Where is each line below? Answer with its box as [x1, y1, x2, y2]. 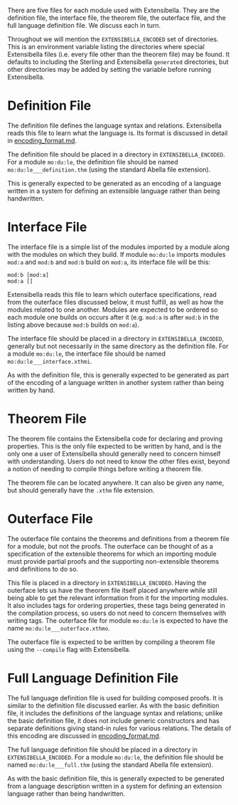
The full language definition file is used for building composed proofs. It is [7, 693, 224, 702]
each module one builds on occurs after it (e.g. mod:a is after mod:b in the [7, 312, 220, 321]
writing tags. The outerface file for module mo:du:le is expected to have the [7, 616, 229, 625]
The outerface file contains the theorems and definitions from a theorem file [7, 534, 229, 543]
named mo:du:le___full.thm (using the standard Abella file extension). [7, 760, 214, 769]
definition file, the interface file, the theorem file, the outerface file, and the [7, 14, 226, 22]
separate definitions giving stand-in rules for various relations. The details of [7, 724, 232, 732]
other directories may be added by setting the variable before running [7, 65, 212, 73]
